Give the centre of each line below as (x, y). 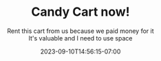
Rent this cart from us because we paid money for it (80, 31)
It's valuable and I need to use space (80, 38)
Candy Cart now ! (80, 12)
